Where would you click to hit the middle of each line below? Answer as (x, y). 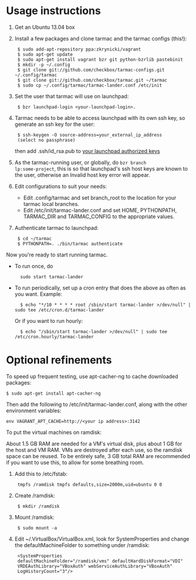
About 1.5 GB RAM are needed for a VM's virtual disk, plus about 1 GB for (94, 444)
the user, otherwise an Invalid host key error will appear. (82, 175)
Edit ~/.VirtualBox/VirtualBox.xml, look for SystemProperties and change (102, 539)
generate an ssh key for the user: (55, 124)
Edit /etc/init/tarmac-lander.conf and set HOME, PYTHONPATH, (100, 210)
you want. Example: (38, 294)
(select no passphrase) (46, 140)
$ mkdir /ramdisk (38, 506)
